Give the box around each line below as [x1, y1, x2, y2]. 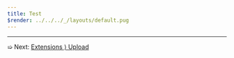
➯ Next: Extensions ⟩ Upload [7, 43, 89, 51]
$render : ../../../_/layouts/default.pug [7, 17, 130, 24]
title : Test [7, 10, 42, 17]
